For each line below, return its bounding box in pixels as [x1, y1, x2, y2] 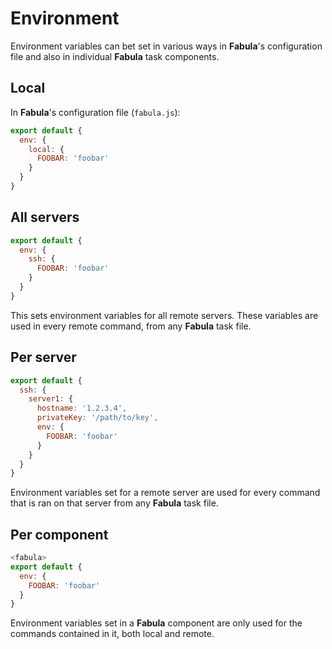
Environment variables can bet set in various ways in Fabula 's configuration [10, 40, 323, 52]
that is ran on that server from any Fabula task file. [10, 497, 219, 509]
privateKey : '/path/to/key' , [36, 413, 159, 423]
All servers [10, 209, 80, 226]
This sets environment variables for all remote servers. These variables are [10, 309, 319, 321]
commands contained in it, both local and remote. [10, 628, 215, 640]
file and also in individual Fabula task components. [10, 50, 220, 62]
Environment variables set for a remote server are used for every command [10, 487, 321, 499]
